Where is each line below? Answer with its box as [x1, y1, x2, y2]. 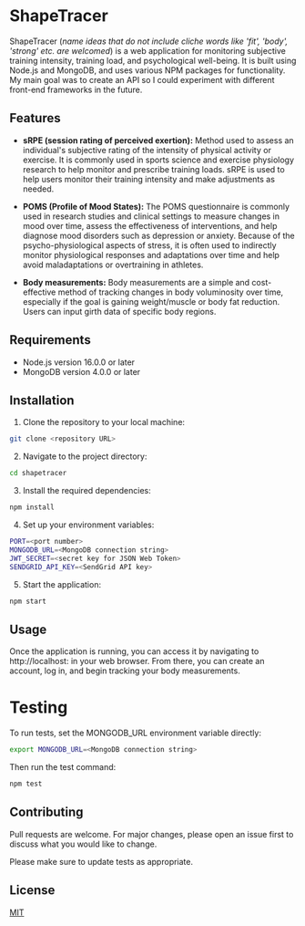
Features [9, 110, 61, 126]
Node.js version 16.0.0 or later [22, 357, 135, 368]
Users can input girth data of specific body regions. [22, 306, 217, 317]
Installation [9, 392, 75, 408]
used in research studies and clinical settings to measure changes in [22, 211, 280, 222]
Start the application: [22, 578, 102, 589]
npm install [9, 503, 55, 512]
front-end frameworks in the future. [9, 84, 143, 95]
